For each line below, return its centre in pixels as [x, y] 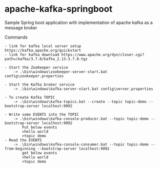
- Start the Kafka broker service [40, 84]
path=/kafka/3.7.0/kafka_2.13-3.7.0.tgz [46, 59]
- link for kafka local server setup [43, 46]
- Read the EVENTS [23, 140]
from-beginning [20, 148]
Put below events [40, 127]
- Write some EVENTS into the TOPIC [42, 114]
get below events [40, 153]
